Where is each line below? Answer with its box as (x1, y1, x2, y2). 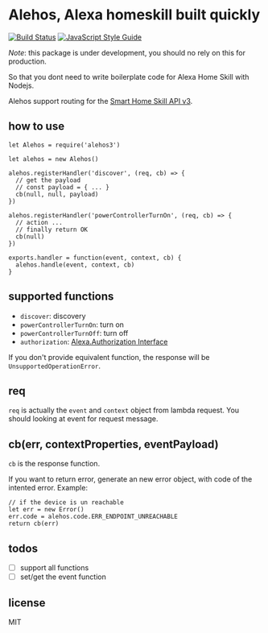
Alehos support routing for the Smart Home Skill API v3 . (8, 96, 193, 105)
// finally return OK (15, 225, 89, 234)
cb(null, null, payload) (15, 190, 99, 198)
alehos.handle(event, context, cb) (15, 260, 135, 269)
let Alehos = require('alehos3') (8, 141, 121, 149)
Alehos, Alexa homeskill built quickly (8, 6, 261, 24)
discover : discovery (19, 311, 86, 321)
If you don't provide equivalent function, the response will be (8, 352, 211, 362)
